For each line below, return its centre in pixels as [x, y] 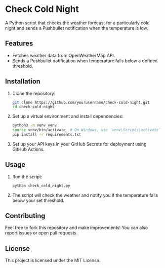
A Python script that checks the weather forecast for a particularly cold [77, 23]
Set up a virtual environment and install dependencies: [68, 116]
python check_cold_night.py [41, 186]
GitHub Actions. [28, 149]
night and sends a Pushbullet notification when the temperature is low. [77, 28]
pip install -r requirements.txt [47, 135]
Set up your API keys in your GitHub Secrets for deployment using [79, 144]
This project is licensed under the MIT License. [53, 261]
